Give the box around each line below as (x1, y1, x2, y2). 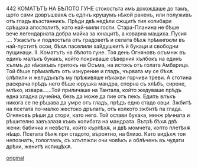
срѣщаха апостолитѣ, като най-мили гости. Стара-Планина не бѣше (6, 24, 179, 31)
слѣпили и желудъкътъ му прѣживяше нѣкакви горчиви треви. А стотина (6, 74, 192, 81)
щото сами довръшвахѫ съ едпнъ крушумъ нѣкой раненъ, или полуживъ (6, 11, 192, 18)
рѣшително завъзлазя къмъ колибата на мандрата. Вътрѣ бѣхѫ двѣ (6, 118, 178, 125)
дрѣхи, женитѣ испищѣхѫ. (6, 143, 73, 150)
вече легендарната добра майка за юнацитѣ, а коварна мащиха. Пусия (6, 30, 187, 37)
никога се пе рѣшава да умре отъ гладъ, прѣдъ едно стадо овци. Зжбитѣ (6, 99, 192, 106)
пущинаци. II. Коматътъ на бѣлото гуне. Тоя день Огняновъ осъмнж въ (6, 49, 186, 55)
